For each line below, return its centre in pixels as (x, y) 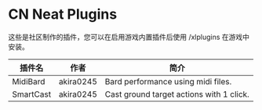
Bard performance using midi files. (168, 81)
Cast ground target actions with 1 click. (177, 94)
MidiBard (29, 81)
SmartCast (32, 94)
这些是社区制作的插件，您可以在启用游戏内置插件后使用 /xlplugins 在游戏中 (129, 37)
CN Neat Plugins (63, 14)
